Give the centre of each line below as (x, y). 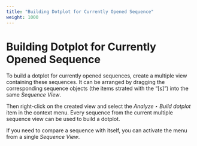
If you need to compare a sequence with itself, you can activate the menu (97, 131)
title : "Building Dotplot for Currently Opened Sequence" (80, 12)
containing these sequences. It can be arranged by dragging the (86, 82)
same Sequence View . (34, 95)
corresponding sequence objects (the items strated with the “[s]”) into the (97, 88)
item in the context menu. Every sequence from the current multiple (90, 113)
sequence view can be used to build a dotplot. (63, 119)
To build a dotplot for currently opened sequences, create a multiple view (97, 76)
